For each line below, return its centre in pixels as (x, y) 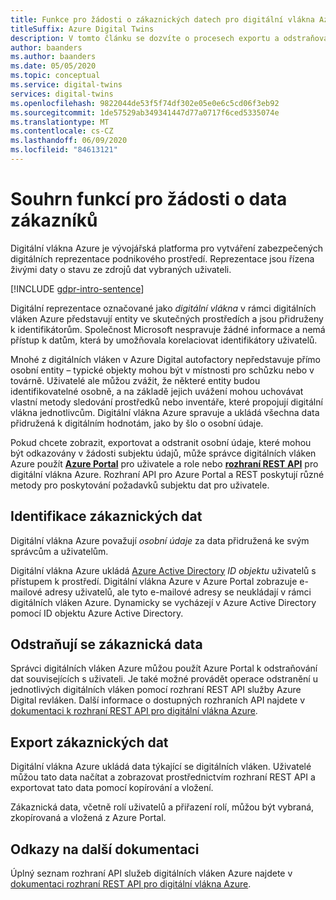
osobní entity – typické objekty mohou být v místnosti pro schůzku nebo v (162, 370)
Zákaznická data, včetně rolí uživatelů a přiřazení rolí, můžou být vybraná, (162, 807)
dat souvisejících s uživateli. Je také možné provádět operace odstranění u (164, 679)
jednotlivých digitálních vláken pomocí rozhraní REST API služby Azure (156, 690)
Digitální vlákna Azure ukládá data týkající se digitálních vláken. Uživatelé (161, 767)
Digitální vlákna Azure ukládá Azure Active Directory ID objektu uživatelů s (163, 570)
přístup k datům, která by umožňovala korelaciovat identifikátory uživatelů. (164, 340)
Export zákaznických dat (89, 742)
